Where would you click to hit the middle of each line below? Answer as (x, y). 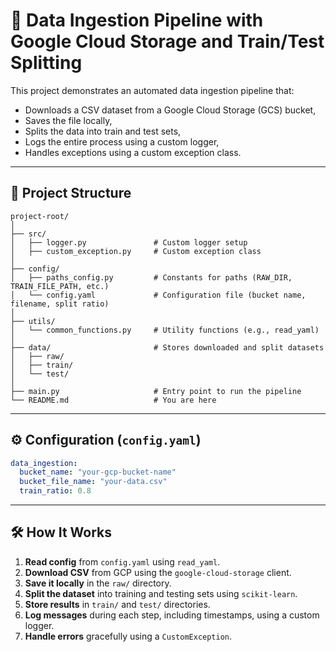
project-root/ (40, 216)
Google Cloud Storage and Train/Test (167, 41)
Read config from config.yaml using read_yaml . (122, 561)
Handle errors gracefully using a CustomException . (128, 636)
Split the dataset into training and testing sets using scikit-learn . (161, 593)
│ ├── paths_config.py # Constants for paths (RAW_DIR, (151, 277)
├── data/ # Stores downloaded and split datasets (167, 347)
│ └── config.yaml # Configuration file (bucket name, (158, 295)
